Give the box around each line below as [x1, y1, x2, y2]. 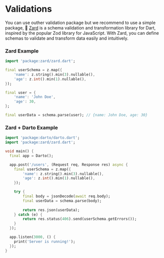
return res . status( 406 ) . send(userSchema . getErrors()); [23, 217, 137, 222]
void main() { [5, 149, 34, 154]
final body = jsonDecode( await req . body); [23, 194, 111, 199]
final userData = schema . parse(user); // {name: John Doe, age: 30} [5, 113, 148, 118]
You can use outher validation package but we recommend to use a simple [5, 20, 156, 26]
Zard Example [5, 48, 39, 54]
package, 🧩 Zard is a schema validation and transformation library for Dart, [5, 25, 156, 30]
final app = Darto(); [9, 153, 54, 158]
